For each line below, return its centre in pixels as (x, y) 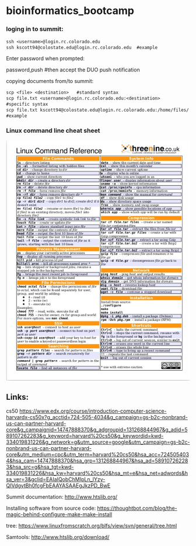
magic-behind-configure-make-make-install (59, 514)
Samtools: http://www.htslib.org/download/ (58, 537)
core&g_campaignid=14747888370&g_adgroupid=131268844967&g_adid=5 (97, 430)
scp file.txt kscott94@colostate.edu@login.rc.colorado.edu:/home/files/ (98, 110)
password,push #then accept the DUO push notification (73, 70)
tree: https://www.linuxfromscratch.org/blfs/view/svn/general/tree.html (92, 526)
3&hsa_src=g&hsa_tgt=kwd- (40, 467)
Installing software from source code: (51, 508)
